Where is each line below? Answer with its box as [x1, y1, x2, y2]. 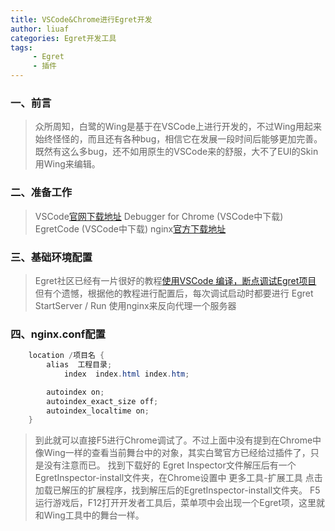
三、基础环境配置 [10, 250, 93, 264]
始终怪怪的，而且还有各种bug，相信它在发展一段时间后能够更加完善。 [34, 133, 323, 145]
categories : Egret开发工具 [10, 33, 117, 43]
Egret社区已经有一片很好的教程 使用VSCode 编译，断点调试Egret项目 [34, 274, 317, 286]
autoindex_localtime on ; [46, 406, 150, 416]
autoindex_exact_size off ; [46, 396, 159, 406]
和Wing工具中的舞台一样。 [34, 509, 145, 521]
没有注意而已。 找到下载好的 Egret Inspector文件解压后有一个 [43, 459, 297, 471]
